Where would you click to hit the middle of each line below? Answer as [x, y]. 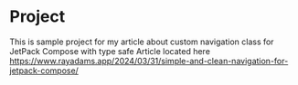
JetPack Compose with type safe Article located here [110, 51]
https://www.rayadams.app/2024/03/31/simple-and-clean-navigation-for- [149, 61]
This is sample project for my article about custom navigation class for [142, 42]
